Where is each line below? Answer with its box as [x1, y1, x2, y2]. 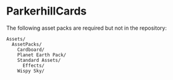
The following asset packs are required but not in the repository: [6, 24, 167, 32]
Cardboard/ [17, 47, 45, 53]
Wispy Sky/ [17, 68, 45, 74]
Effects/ [22, 62, 45, 68]
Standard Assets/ [17, 57, 61, 63]
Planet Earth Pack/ [17, 52, 67, 58]
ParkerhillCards [6, 4, 87, 18]
